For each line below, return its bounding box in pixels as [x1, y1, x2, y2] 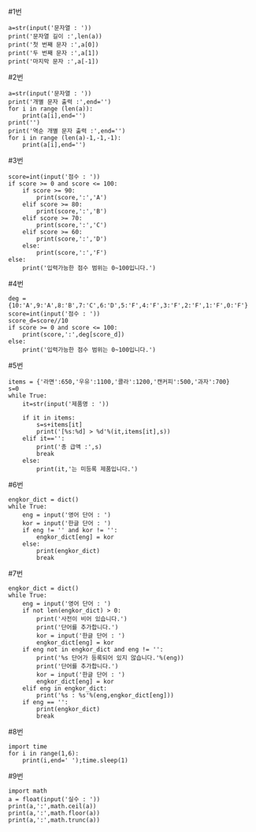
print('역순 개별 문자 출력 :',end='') [8, 127, 126, 135]
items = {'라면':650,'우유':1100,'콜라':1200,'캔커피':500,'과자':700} [8, 378, 230, 386]
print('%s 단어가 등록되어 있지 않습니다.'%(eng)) [36, 654, 184, 662]
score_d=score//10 [8, 317, 69, 325]
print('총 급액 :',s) [36, 443, 102, 451]
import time [8, 743, 47, 751]
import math [8, 787, 47, 795]
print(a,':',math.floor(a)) [8, 809, 101, 817]
